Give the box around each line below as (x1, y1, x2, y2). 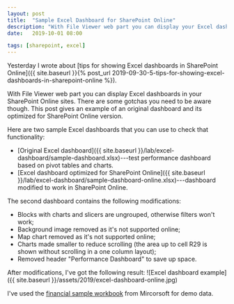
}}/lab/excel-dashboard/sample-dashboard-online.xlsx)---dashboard (17, 176, 216, 185)
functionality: (7, 133, 45, 142)
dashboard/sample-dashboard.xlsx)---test (17, 154, 140, 162)
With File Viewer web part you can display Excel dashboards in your (7, 90, 202, 98)
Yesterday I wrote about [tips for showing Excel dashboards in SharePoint (7, 61, 218, 70)
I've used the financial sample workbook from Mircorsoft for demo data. (7, 289, 214, 298)
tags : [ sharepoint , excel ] (7, 43, 86, 50)
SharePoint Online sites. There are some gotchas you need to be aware (7, 97, 212, 105)
